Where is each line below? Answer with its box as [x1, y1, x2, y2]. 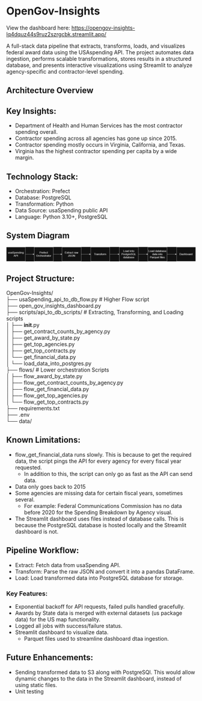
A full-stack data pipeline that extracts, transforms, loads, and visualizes [6, 42, 185, 49]
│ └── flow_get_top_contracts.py [6, 398, 89, 405]
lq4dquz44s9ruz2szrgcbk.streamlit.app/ [6, 30, 107, 37]
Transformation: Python [14, 200, 74, 208]
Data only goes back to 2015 [14, 483, 86, 490]
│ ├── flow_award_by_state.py [6, 372, 83, 379]
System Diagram [6, 230, 70, 241]
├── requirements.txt [6, 404, 60, 411]
